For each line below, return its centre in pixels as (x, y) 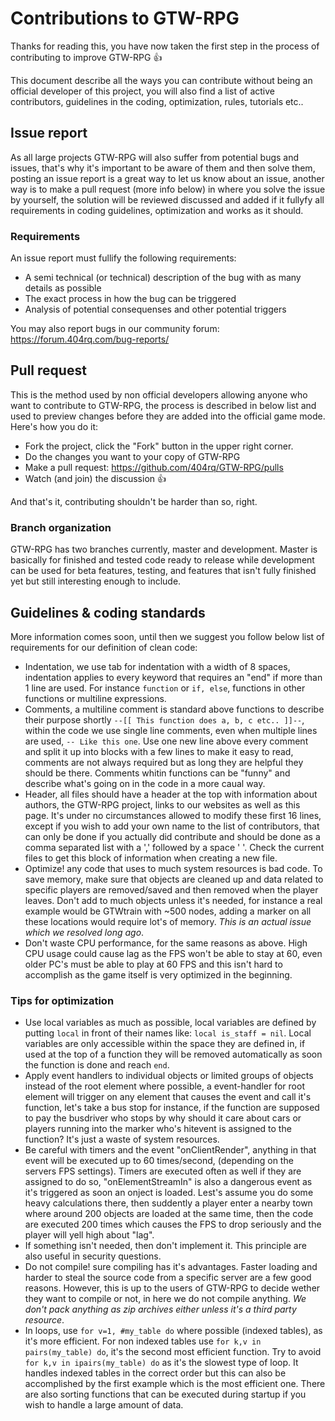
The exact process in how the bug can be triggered (130, 299)
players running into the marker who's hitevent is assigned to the (158, 1129)
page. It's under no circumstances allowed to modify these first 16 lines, (173, 815)
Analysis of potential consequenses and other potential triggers (155, 309)
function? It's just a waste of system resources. (122, 1139)
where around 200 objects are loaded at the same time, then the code (169, 1214)
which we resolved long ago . (84, 932)
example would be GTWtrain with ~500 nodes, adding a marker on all (168, 911)
